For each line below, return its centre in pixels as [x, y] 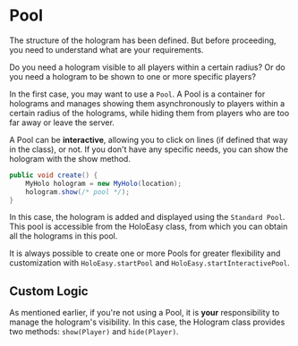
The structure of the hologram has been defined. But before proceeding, [143, 40]
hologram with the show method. [70, 158]
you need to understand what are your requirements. [106, 49]
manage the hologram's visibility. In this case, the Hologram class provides [147, 322]
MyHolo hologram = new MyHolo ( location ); [103, 183]
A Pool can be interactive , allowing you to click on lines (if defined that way [149, 139]
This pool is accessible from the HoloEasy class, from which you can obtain [149, 227]
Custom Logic [49, 291]
